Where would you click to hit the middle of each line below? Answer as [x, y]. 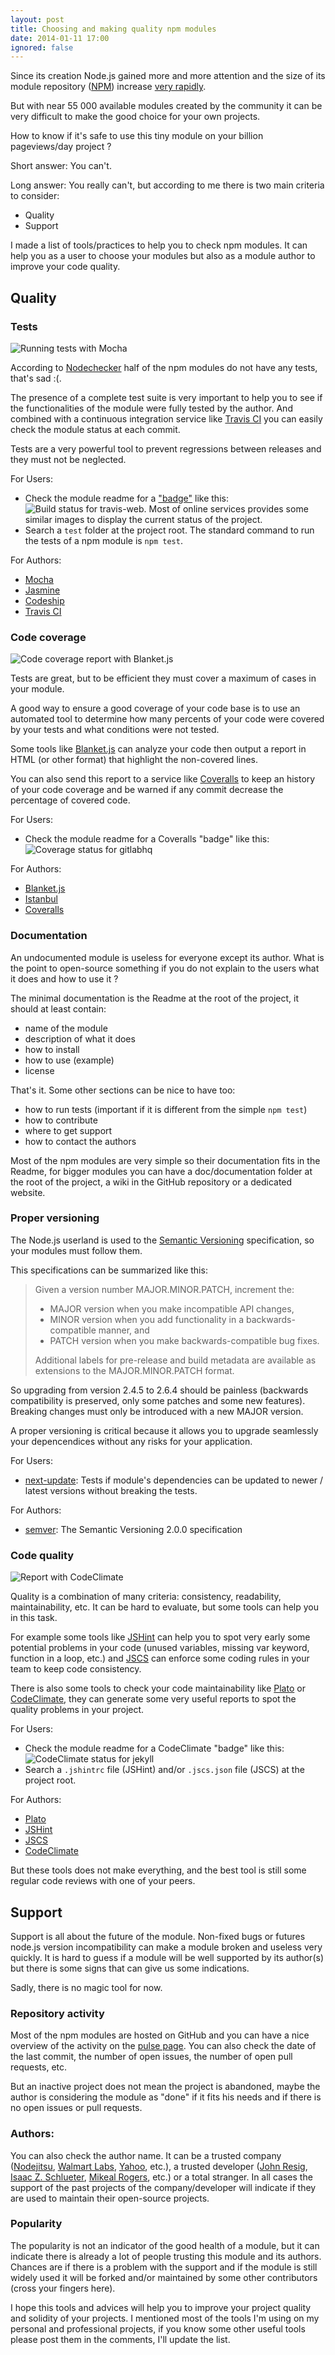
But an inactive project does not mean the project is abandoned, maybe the [165, 2087]
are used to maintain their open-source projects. [110, 2198]
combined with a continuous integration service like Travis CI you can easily [166, 418]
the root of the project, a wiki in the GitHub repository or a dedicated [151, 1182]
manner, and [124, 1330]
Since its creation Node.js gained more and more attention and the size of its [168, 76]
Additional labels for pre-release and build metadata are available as [175, 1360]
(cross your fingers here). [63, 2288]
